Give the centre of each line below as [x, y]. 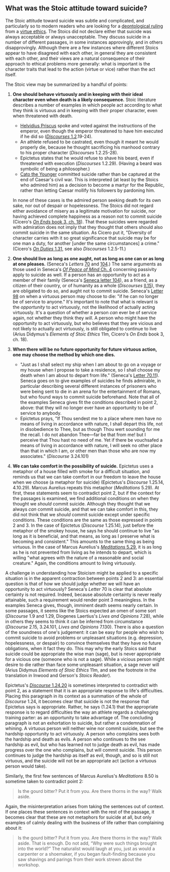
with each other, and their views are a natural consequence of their [75, 58]
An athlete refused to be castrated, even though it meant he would [89, 142]
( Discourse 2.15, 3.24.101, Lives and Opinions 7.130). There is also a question [85, 627]
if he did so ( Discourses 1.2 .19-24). [56, 136]
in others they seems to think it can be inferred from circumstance [74, 621]
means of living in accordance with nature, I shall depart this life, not [91, 424]
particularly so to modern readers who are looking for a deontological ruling [84, 26]
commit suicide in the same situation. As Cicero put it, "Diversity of [82, 232]
